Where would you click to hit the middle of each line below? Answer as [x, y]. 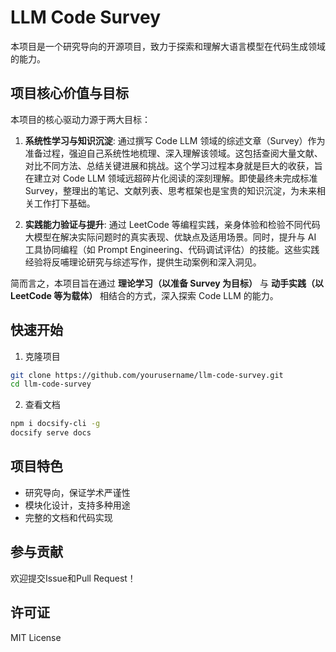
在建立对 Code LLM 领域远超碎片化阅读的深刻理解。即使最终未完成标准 [171, 178]
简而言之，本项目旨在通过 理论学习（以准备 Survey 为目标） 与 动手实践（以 [167, 283]
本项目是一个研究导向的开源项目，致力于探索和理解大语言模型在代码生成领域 [168, 46]
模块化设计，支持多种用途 [77, 505]
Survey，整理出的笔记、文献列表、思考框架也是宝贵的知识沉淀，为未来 [170, 190]
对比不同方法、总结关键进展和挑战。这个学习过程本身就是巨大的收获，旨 [173, 165]
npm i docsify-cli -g [55, 424]
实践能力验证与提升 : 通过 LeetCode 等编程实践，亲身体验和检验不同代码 [172, 224]
